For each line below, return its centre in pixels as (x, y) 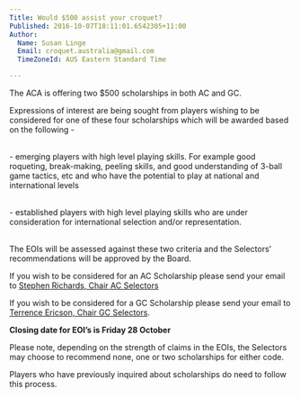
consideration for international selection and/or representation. (125, 222)
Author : (24, 34)
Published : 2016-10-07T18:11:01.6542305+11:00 (98, 26)
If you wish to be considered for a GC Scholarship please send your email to (150, 303)
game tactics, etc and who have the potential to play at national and (134, 176)
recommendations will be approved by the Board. (100, 258)
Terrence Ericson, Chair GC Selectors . (80, 312)
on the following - (42, 130)
